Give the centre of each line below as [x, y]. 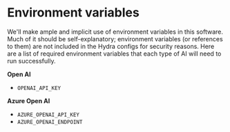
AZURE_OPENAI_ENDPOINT [50, 122]
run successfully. [31, 60]
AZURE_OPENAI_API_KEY [48, 115]
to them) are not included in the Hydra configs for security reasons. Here [111, 46]
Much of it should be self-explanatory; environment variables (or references [115, 38]
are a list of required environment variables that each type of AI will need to [114, 54]
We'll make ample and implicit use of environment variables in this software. [115, 32]
